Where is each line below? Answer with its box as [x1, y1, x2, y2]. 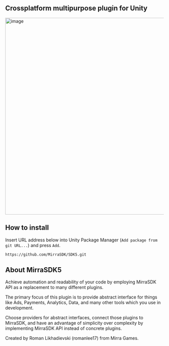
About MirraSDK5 [5, 266, 62, 274]
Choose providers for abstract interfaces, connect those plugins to [5, 315, 143, 321]
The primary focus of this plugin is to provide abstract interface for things [5, 294, 157, 300]
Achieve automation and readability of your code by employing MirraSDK [5, 279, 157, 285]
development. [5, 305, 34, 311]
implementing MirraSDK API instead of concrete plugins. [5, 325, 122, 331]
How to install [5, 223, 49, 232]
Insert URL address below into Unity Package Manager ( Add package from [5, 237, 157, 243]
